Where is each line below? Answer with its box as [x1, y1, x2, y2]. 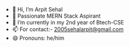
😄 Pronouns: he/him [12, 34, 64, 42]
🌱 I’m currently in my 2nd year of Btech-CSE [12, 19, 124, 26]
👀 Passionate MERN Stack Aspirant [12, 12, 101, 20]
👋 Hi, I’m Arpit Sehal [12, 6, 63, 13]
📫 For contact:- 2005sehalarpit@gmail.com [12, 26, 124, 33]
